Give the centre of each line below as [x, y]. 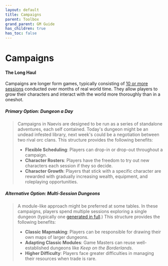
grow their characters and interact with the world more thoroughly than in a [83, 94]
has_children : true [26, 29]
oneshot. [14, 100]
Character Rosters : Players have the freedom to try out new [87, 160]
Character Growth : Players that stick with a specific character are [93, 171]
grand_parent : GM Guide [30, 24]
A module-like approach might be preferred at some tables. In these [88, 206]
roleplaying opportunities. [51, 182]
